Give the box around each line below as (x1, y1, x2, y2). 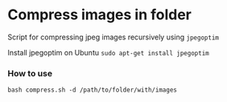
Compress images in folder (7, 6, 192, 24)
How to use (7, 67, 53, 79)
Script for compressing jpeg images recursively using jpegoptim (7, 32, 219, 42)
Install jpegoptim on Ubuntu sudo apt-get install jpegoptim (7, 47, 210, 57)
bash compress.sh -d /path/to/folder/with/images (7, 86, 178, 94)
